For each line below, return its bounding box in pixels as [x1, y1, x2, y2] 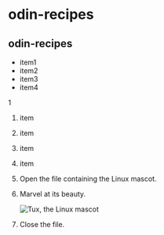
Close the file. [19, 220, 65, 229]
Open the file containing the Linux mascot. [19, 174, 157, 183]
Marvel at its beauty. [19, 189, 86, 198]
